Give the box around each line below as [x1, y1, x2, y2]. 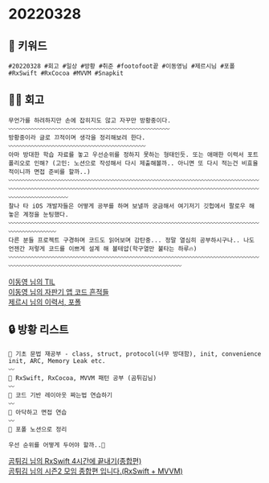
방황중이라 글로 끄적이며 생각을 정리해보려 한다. [8, 134, 146, 142]
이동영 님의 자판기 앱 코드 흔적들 [8, 287, 110, 296]
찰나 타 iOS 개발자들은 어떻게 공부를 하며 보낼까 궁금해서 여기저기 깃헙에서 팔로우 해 [8, 202, 255, 210]
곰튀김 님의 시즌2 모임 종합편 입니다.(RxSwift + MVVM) [8, 466, 183, 476]
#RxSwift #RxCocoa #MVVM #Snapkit [8, 69, 124, 77]
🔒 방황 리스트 [8, 323, 69, 336]
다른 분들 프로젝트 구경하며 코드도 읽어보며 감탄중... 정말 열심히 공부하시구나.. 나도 [8, 236, 255, 244]
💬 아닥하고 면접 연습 [8, 408, 67, 416]
